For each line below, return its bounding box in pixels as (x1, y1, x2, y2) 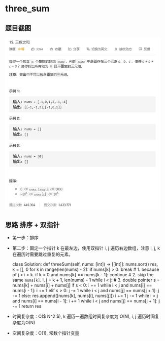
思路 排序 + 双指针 (5, 220, 60, 229)
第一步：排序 (12, 235, 38, 241)
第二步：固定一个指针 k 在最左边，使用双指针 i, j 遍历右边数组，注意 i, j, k (12, 245, 160, 251)
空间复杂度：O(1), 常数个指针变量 (12, 330, 80, 336)
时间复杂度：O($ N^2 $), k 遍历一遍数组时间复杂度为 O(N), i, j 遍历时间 (12, 313, 155, 319)
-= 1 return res (12, 303, 42, 309)
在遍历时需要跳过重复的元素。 (12, 252, 73, 257)
